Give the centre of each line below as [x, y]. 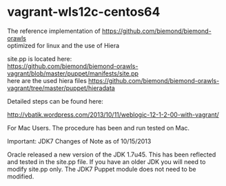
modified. [21, 176]
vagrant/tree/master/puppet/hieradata [61, 88]
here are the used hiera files [47, 80]
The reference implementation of [54, 31]
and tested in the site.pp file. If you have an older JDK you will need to [106, 161]
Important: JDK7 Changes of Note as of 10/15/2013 [79, 141]
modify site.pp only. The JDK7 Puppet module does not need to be [102, 169]
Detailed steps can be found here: [55, 101]
